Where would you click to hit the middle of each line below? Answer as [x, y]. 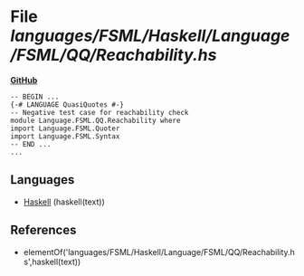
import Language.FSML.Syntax [65, 136]
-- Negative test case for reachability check [100, 112]
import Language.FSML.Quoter [65, 128]
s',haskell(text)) [52, 262]
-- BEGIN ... [35, 97]
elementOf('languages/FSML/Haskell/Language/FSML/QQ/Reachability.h [159, 252]
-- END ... [31, 144]
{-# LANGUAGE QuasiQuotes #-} [67, 105]
